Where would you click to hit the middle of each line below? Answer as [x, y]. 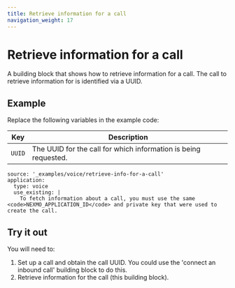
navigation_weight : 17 [40, 20]
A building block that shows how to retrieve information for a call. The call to [117, 74]
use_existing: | [37, 192]
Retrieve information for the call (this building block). [93, 278]
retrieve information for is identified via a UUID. [75, 82]
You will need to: [31, 249]
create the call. [33, 211]
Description [128, 137]
